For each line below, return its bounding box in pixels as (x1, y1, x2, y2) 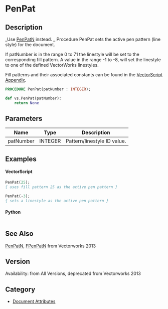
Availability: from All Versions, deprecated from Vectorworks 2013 (5, 270, 141, 276)
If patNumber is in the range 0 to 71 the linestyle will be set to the (5, 51, 139, 57)
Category (5, 285, 36, 293)
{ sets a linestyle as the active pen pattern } (5, 198, 109, 203)
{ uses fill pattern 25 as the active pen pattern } (5, 184, 118, 190)
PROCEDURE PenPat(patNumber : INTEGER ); (5, 87, 91, 92)
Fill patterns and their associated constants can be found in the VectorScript (5, 72, 163, 78)
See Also (5, 229, 34, 238)
